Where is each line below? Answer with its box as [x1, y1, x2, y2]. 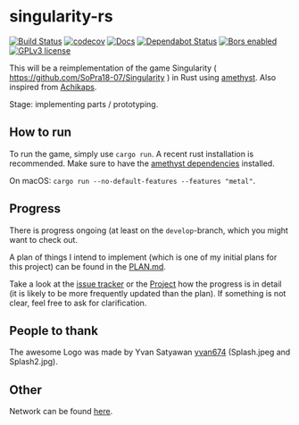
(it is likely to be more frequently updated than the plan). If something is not [9, 287, 287, 298]
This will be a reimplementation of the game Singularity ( [9, 62, 217, 73]
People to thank [9, 323, 98, 338]
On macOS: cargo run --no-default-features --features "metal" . [9, 175, 256, 186]
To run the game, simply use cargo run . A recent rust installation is [9, 148, 254, 159]
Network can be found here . [9, 406, 113, 417]
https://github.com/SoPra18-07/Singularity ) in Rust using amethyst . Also [9, 71, 277, 82]
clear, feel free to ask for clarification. [9, 297, 147, 308]
